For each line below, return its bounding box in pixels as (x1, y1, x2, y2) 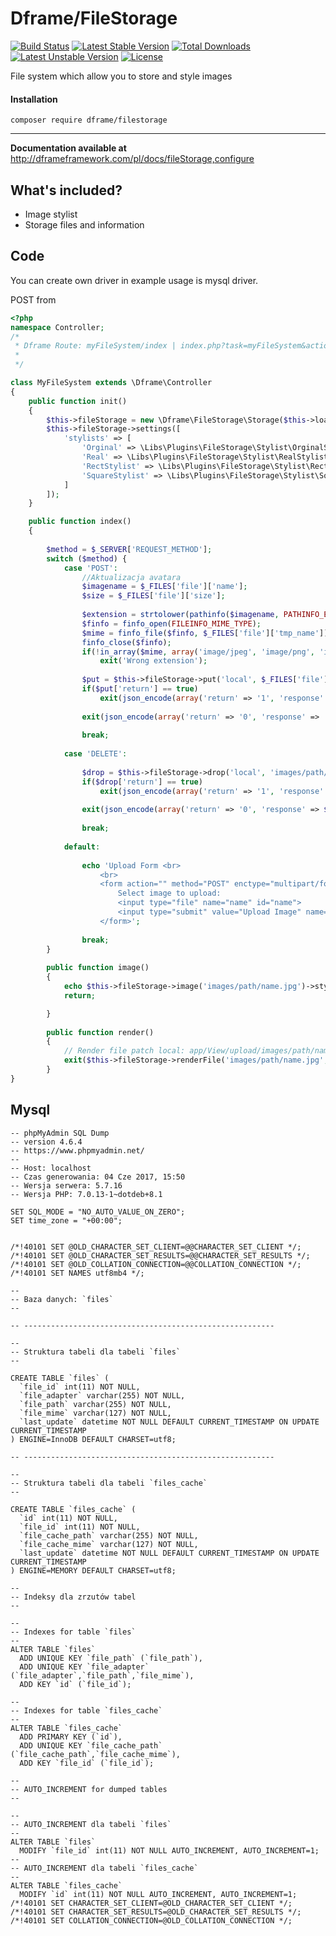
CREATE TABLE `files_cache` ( (10, 1504, 137, 1514)
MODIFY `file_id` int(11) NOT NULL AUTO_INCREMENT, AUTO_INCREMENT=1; (19, 1845, 320, 1856)
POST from (10, 293, 57, 306)
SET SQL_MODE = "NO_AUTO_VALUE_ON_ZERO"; (10, 1207, 186, 1217)
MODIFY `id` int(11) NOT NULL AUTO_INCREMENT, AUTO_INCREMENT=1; (19, 1889, 298, 1899)
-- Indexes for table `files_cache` (10, 1705, 163, 1716)
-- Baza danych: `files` (10, 1294, 114, 1304)
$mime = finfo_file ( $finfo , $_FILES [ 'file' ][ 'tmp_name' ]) (81, 628, 329, 638)
